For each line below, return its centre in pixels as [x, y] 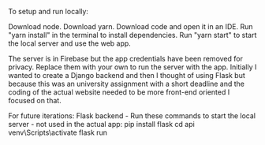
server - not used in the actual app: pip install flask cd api [101, 124]
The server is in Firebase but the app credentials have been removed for [125, 59]
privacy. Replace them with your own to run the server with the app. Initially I [132, 67]
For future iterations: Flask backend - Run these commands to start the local [132, 116]
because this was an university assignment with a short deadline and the [126, 84]
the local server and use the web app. [70, 43]
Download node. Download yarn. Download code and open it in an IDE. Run [131, 26]
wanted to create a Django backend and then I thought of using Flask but [127, 75]
